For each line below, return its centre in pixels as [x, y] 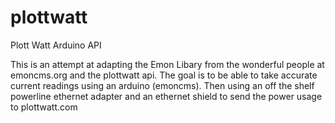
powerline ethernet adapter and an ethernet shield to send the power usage [166, 96]
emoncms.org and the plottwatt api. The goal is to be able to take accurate [164, 75]
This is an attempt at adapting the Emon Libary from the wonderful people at [167, 64]
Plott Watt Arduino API [56, 45]
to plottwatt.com [44, 107]
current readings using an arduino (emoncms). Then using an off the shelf [162, 85]
